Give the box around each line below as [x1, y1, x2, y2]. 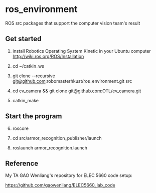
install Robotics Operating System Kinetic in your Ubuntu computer [12, 48, 151, 54]
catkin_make [12, 97, 39, 103]
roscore [12, 125, 29, 131]
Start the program [5, 112, 62, 121]
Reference [5, 159, 39, 167]
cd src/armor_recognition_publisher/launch [12, 135, 102, 141]
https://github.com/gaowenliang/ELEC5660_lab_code [5, 182, 115, 188]
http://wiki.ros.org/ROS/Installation [12, 53, 84, 59]
